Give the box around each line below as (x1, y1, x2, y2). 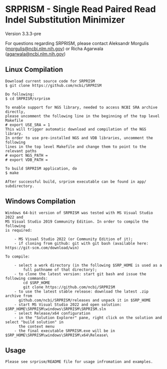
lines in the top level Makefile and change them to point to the (5, 144, 146, 149)
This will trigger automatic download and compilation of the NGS (5, 126, 146, 132)
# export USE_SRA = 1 (5, 122, 50, 127)
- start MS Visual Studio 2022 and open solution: (14, 302, 122, 307)
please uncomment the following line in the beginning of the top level (5, 113, 160, 118)
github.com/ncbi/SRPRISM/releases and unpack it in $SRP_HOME (18, 298, 151, 303)
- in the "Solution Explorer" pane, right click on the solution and (14, 315, 162, 320)
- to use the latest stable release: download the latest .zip (14, 289, 149, 294)
